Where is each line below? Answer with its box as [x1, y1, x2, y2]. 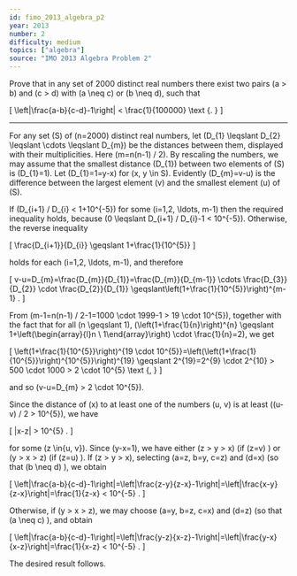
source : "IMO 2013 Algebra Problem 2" [9, 54, 152, 63]
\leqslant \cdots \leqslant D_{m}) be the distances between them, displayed [9, 140, 284, 150]
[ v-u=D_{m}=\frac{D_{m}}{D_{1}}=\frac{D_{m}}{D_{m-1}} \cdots [9, 274, 241, 284]
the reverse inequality [9, 223, 88, 233]
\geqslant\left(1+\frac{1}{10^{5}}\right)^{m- [130, 284, 286, 294]
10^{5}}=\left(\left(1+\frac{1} [156, 346, 257, 357]
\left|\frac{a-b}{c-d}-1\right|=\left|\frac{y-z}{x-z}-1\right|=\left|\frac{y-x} [14, 532, 278, 542]
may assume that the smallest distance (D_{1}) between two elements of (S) [9, 158, 285, 169]
